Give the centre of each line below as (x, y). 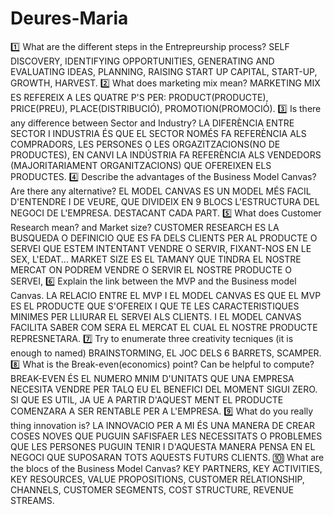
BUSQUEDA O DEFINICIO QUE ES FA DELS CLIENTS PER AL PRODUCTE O (164, 238)
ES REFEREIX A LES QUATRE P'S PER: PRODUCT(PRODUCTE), (139, 97)
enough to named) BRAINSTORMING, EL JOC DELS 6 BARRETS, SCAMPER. (166, 353)
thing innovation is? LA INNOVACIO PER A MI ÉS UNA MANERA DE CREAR (163, 425)
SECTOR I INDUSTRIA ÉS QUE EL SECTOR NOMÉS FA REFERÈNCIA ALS (158, 133)
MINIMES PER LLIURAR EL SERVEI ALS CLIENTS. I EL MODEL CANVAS (156, 316)
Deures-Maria (69, 18)
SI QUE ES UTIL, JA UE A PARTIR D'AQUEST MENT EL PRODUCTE (147, 399)
